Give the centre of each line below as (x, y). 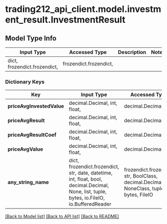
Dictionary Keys (25, 82)
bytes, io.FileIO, (87, 198)
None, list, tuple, (88, 192)
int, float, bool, (85, 179)
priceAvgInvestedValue (36, 106)
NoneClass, (137, 189)
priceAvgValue (25, 149)
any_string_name (28, 182)
